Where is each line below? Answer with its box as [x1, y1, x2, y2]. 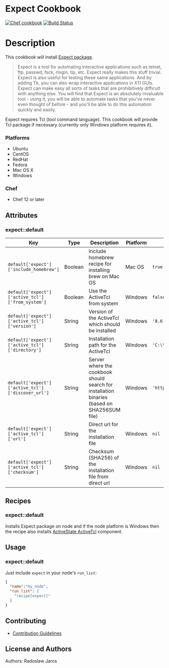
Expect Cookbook [5, 3, 81, 15]
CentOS [12, 151, 29, 157]
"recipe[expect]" [14, 593, 51, 598]
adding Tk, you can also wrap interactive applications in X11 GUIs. [17, 80, 154, 86]
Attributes [5, 211, 38, 220]
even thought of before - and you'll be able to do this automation [17, 101, 152, 107]
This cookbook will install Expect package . [5, 54, 94, 60]
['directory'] [8, 347, 42, 353]
